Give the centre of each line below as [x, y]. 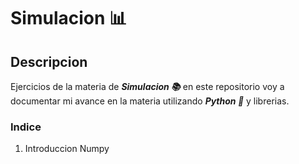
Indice [26, 127]
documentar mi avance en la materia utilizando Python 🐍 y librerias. [150, 101]
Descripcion [49, 61]
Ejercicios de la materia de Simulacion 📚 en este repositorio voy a [147, 86]
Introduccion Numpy [67, 149]
